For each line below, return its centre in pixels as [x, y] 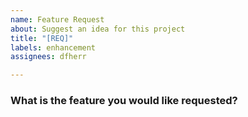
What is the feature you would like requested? [124, 101]
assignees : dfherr [48, 57]
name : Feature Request [57, 19]
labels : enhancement [53, 47]
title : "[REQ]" [42, 38]
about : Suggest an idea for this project [98, 29]
